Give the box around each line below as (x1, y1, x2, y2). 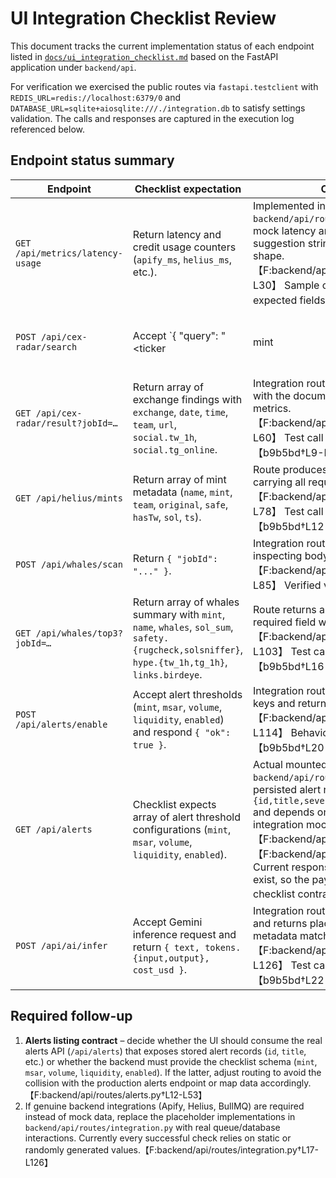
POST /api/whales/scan (15, 558, 123, 570)
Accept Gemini (132, 915, 203, 929)
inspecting (253, 548, 303, 562)
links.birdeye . (132, 667, 203, 681)
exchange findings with (132, 392, 243, 406)
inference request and (132, 927, 237, 941)
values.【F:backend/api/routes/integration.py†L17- (111, 1143, 319, 1156)
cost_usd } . (132, 962, 187, 976)
